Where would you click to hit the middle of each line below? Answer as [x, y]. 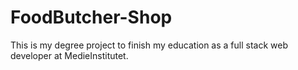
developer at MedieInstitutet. [69, 55]
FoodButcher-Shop [91, 17]
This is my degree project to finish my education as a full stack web [149, 45]
